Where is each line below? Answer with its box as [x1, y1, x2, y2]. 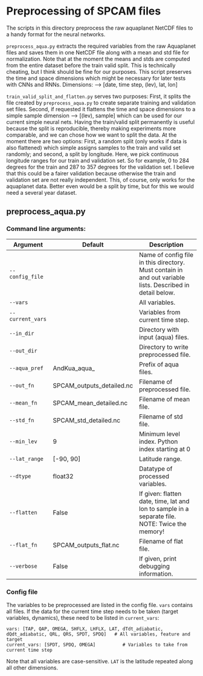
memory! [138, 527, 165, 536]
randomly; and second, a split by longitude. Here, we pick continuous [6, 150, 179, 158]
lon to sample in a [138, 504, 189, 513]
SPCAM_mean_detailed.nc [53, 398, 128, 407]
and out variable [138, 273, 185, 282]
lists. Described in [138, 281, 190, 289]
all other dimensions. [6, 664, 59, 671]
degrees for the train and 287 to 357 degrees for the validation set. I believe [6, 163, 195, 171]
